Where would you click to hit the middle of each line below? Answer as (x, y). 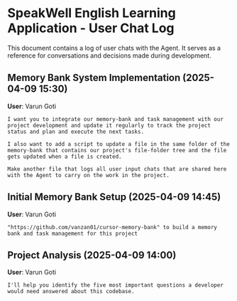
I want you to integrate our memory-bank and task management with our (115, 119)
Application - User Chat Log (91, 28)
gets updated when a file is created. (65, 157)
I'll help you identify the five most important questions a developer (115, 285)
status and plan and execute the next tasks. (76, 132)
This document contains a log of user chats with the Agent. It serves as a (114, 48)
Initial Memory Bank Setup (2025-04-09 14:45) (114, 197)
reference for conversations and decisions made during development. (109, 56)
